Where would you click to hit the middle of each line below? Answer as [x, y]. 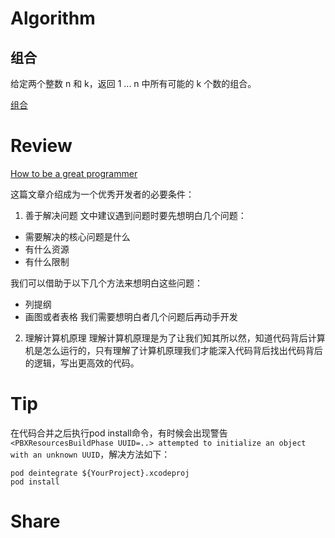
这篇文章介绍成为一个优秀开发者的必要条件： [102, 194]
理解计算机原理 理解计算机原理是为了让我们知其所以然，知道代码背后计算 [175, 338]
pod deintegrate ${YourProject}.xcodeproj [100, 473]
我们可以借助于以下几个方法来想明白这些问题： [106, 283]
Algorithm [53, 18]
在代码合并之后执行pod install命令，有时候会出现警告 [119, 433]
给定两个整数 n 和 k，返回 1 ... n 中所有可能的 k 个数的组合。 [133, 83]
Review [41, 146]
